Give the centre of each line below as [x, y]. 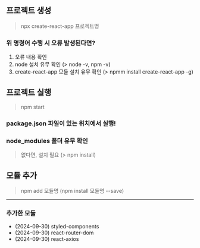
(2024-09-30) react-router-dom [54, 233]
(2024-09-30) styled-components [57, 227]
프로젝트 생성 [29, 11]
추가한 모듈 [21, 213]
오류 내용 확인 [31, 57]
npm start [32, 107]
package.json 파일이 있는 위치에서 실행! [61, 123]
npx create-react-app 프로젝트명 [60, 26]
